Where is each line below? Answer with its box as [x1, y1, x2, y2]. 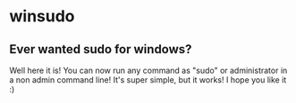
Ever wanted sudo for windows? [9, 42, 192, 57]
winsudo [9, 6, 75, 27]
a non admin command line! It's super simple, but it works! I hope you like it [9, 75, 287, 85]
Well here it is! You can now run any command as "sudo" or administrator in [9, 65, 288, 75]
